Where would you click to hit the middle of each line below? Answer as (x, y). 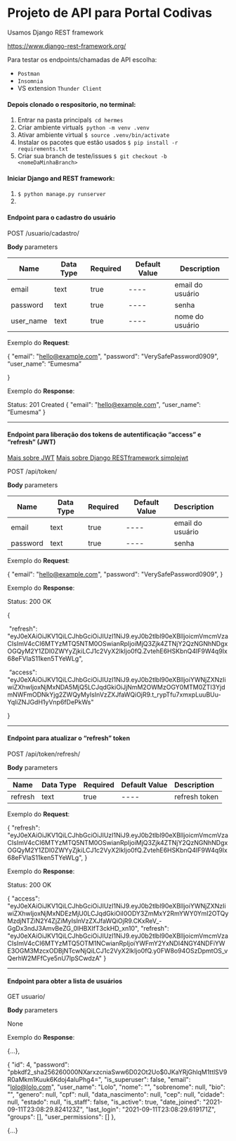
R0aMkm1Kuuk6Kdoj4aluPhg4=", (55, 1080)
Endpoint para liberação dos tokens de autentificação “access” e (104, 434)
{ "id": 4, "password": (39, 1065)
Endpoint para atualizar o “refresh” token (69, 738)
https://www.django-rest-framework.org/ (67, 46)
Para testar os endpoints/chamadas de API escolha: (82, 59)
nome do (189, 316)
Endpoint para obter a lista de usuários (65, 981)
